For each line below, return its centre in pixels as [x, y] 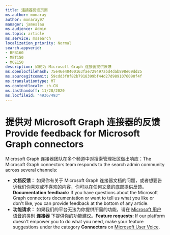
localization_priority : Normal [38, 43]
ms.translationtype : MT [31, 81]
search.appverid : [24, 48]
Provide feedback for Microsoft [73, 133]
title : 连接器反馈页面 [27, 10]
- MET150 [15, 57]
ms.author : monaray [26, 15]
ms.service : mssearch [28, 39]
